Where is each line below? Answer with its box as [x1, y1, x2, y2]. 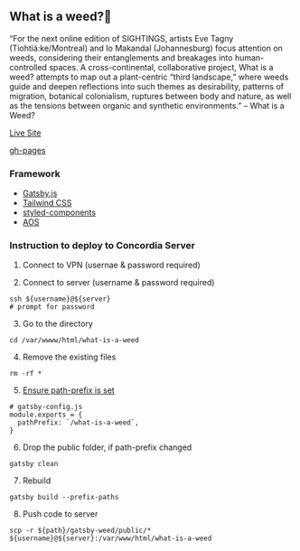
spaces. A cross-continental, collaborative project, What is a [49, 61, 274, 72]
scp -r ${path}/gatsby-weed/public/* [9, 526, 152, 536]
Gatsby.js [22, 188, 58, 199]
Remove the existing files [22, 351, 117, 362]
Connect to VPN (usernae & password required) [22, 259, 201, 271]
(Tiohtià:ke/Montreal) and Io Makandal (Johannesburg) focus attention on [9, 42, 283, 53]
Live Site [9, 127, 42, 138]
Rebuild [22, 475, 52, 486]
